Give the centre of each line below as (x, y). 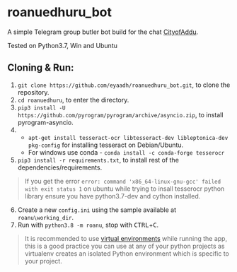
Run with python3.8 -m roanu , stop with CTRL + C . (88, 225)
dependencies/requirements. (60, 167)
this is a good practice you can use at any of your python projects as (125, 246)
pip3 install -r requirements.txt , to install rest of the (98, 160)
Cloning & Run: (41, 68)
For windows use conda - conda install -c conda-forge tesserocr (126, 152)
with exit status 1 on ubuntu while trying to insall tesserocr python (125, 189)
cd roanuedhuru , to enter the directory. (73, 100)
